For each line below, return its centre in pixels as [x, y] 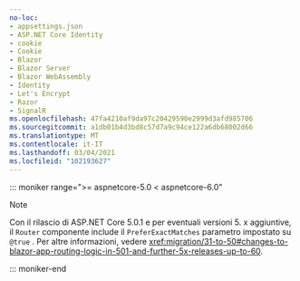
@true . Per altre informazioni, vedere [78, 241]
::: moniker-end [38, 268]
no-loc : [24, 18]
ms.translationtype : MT [54, 136]
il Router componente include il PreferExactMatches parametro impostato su [150, 231]
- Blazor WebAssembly [50, 77]
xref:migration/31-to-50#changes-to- [218, 241]
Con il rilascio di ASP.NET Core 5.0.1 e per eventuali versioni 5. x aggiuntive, [150, 222]
